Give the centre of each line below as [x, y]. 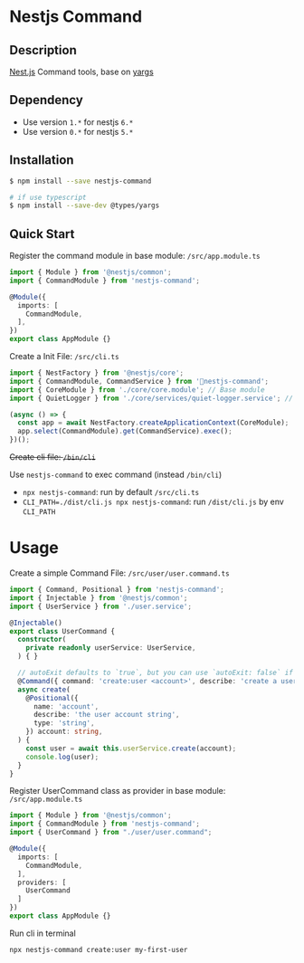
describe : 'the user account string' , [106, 715]
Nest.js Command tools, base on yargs [81, 72]
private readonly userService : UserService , [111, 648]
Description [43, 50]
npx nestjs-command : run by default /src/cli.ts [111, 492]
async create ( [44, 690]
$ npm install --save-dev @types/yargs [85, 205]
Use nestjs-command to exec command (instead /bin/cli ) [116, 475]
